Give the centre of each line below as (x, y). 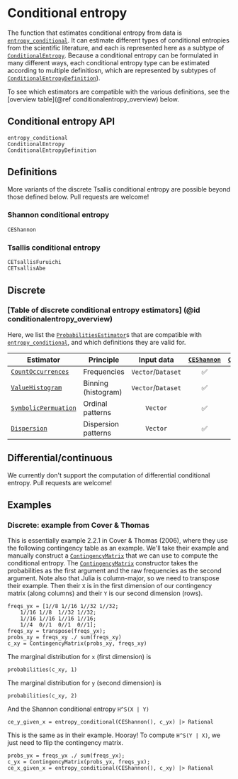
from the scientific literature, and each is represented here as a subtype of (116, 48)
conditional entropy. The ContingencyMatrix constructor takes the (103, 563)
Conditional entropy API (61, 122)
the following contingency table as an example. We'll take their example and (118, 548)
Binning (96, 383)
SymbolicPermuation (44, 408)
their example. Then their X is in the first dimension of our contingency (110, 586)
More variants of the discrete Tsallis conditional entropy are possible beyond (119, 189)
